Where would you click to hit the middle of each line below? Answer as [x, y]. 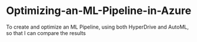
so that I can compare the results [46, 33]
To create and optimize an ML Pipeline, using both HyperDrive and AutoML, [98, 27]
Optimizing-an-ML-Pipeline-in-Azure [99, 11]
